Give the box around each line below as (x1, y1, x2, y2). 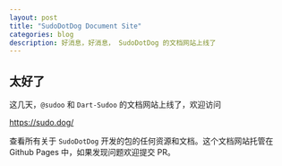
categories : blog (9, 30, 74, 39)
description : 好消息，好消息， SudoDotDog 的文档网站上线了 (9, 38, 217, 48)
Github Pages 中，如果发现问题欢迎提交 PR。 (9, 147, 176, 158)
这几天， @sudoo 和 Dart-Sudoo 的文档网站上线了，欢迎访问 (9, 100, 222, 110)
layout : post (9, 13, 58, 22)
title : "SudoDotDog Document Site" (9, 22, 142, 31)
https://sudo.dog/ (9, 118, 74, 128)
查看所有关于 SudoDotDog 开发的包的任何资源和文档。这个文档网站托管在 (9, 135, 274, 146)
